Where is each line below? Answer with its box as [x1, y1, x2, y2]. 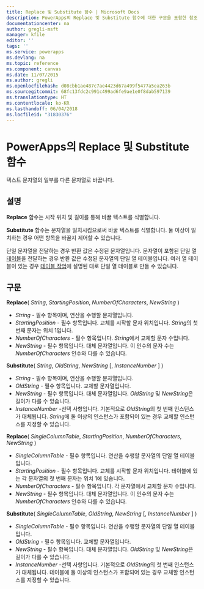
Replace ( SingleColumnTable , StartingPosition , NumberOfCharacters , [6, 432, 182, 440]
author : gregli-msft [6, 26, 59, 32]
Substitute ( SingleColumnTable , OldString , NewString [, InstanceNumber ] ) [6, 509, 197, 517]
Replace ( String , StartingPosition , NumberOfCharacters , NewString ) [6, 298, 180, 306]
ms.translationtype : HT [6, 94, 67, 100]
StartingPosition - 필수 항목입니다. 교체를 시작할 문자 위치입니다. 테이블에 [15, 467, 192, 475]
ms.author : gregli [6, 77, 53, 83]
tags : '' [6, 43, 29, 50]
